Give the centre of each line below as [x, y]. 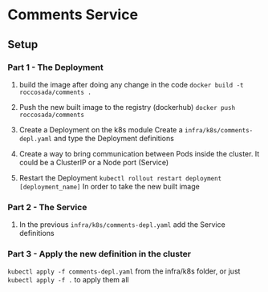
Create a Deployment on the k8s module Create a [101, 129]
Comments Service [73, 15]
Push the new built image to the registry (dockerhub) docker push [127, 107]
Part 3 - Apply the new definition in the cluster [99, 254]
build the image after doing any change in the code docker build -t [131, 84]
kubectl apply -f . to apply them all [68, 280]
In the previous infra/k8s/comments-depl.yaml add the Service [122, 225]
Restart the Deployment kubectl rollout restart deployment [120, 177]
